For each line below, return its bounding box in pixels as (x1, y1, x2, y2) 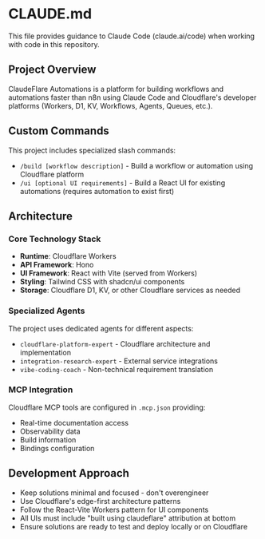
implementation (19, 347, 72, 357)
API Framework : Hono (19, 260, 94, 270)
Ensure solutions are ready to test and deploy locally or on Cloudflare (19, 521, 248, 531)
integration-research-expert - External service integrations (19, 356, 218, 366)
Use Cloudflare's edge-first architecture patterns (19, 496, 181, 505)
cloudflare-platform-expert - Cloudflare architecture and (19, 339, 211, 348)
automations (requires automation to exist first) (19, 186, 175, 196)
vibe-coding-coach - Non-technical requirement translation (19, 364, 214, 374)
